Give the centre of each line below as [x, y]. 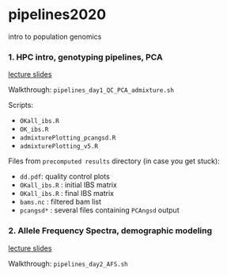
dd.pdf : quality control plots [65, 177]
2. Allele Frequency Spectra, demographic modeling [110, 231]
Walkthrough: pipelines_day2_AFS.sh [68, 263]
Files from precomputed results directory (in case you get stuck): [114, 161]
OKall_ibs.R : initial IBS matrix [68, 185]
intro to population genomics [55, 36]
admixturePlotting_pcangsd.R [68, 138]
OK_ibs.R [34, 130]
